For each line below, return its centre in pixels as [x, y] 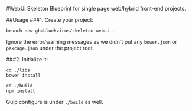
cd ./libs [18, 70]
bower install [24, 76]
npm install [21, 91]
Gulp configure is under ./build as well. [55, 102]
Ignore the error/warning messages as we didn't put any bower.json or [92, 42]
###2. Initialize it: [27, 59]
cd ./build [19, 86]
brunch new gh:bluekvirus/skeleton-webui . [61, 31]
